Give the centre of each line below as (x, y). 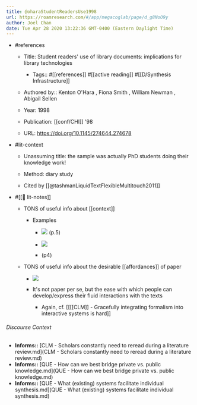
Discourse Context (29, 327)
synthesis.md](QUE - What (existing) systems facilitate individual (94, 390)
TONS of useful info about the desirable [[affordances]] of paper (102, 267)
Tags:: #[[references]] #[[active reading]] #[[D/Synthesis (102, 74)
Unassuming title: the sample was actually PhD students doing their (106, 156)
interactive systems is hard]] (76, 313)
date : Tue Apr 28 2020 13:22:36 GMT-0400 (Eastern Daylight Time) (90, 28)
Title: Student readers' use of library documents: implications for (103, 56)
